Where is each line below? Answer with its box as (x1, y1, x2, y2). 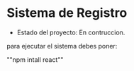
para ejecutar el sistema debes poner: (6, 41, 118, 50)
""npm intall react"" (6, 55, 64, 64)
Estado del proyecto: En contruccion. (16, 28, 125, 37)
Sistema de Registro (6, 5, 128, 21)
